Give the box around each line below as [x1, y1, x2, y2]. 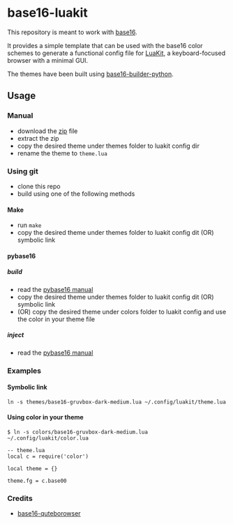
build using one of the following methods [17, 190, 135, 198]
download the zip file [17, 127, 78, 135]
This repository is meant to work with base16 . [7, 28, 137, 36]
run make [17, 221, 42, 229]
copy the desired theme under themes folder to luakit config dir [17, 141, 200, 150]
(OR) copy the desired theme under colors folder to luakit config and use [17, 307, 227, 316]
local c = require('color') [7, 453, 89, 460]
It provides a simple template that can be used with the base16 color [7, 41, 204, 49]
